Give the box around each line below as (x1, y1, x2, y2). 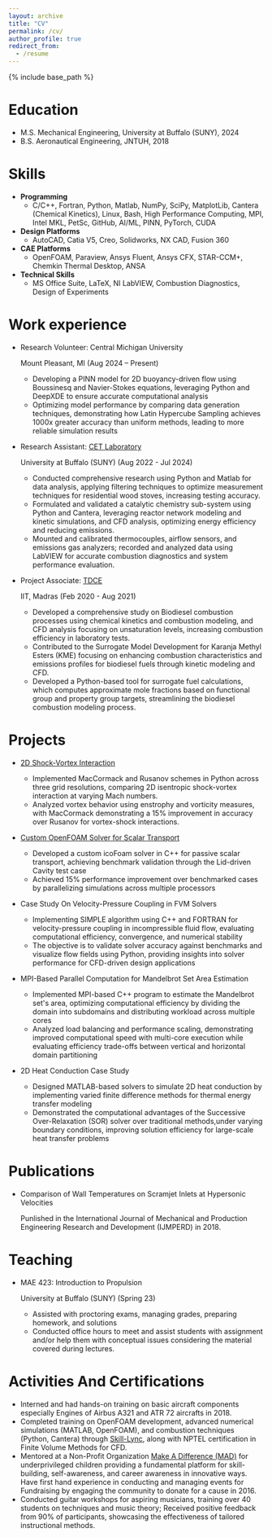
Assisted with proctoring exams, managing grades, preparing (32, 1309, 237, 1319)
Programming (19, 191, 68, 201)
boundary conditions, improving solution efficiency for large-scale (32, 1125, 254, 1135)
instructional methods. (19, 1520, 96, 1530)
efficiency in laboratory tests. (32, 633, 131, 643)
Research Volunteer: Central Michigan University (19, 342, 183, 352)
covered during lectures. (32, 1343, 115, 1353)
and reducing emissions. (32, 525, 115, 534)
